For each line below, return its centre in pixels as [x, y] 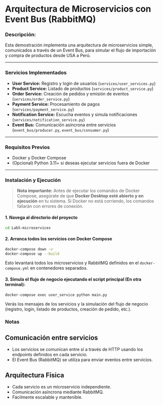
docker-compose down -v [29, 249]
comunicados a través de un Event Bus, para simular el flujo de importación [81, 50]
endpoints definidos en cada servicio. [50, 355]
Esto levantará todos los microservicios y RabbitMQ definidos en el [72, 263]
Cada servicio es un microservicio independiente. [62, 387]
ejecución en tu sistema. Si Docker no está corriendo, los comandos [85, 201]
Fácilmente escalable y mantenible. [47, 397]
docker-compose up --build [32, 254]
